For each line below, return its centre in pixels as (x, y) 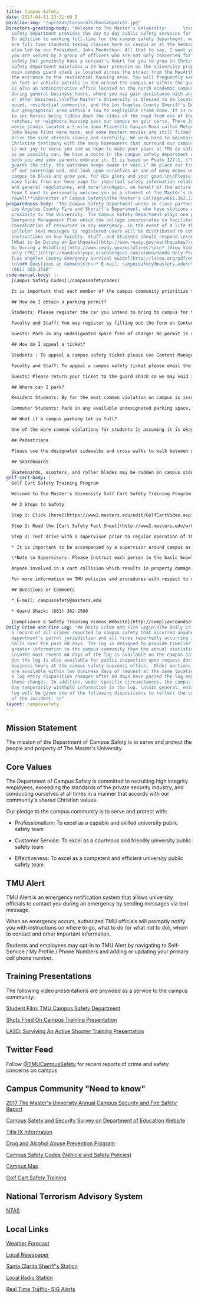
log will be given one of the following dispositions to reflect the (98, 693)
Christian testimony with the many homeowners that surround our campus (103, 143)
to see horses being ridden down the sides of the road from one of (97, 116)
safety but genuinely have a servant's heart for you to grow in (93, 61)
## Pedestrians (30, 440)
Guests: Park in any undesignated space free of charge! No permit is (100, 334)
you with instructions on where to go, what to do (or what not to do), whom (97, 927)
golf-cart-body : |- (30, 478)
